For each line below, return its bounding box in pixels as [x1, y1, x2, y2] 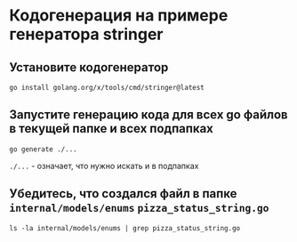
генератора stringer [9, 24, 164, 44]
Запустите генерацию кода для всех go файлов [9, 108, 288, 123]
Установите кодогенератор [9, 60, 169, 75]
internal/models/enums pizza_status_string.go [9, 202, 269, 214]
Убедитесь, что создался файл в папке [9, 186, 237, 201]
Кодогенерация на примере [9, 5, 229, 26]
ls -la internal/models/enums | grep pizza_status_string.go [9, 223, 241, 232]
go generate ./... [9, 144, 77, 154]
